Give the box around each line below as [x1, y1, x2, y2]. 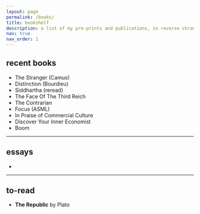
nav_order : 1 [6, 36, 39, 42]
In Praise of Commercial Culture [14, 111, 93, 119]
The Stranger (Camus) [14, 74, 70, 81]
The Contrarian [14, 99, 52, 106]
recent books [6, 58, 57, 68]
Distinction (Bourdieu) [14, 80, 68, 87]
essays [6, 147, 34, 157]
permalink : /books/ [6, 14, 55, 20]
